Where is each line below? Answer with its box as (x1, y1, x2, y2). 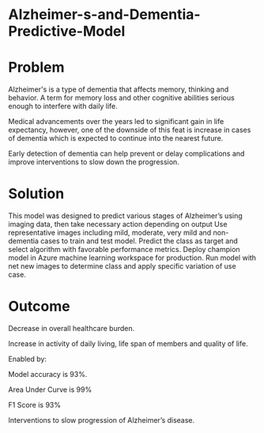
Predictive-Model (8, 22, 126, 40)
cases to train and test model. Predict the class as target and (40, 236, 239, 246)
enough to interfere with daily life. (8, 101, 118, 111)
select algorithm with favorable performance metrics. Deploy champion (8, 245, 240, 254)
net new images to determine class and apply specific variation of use (8, 262, 236, 271)
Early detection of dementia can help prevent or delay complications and (8, 149, 245, 159)
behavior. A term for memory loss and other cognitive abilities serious (8, 93, 235, 103)
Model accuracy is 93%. (8, 370, 88, 378)
